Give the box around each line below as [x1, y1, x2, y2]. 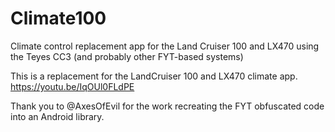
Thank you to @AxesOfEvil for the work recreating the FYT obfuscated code [10, 100, 325, 112]
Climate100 [10, 7, 107, 30]
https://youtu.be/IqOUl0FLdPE [10, 80, 135, 92]
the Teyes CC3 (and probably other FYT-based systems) [10, 50, 244, 62]
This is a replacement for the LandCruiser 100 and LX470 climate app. [10, 70, 298, 82]
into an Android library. [10, 110, 105, 122]
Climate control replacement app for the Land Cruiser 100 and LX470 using [10, 40, 320, 52]
